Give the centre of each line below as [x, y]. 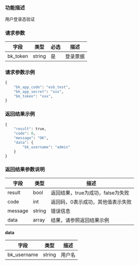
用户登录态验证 [20, 19]
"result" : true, [30, 129]
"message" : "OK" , [31, 138]
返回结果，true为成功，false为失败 [90, 192]
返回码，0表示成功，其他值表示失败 [91, 202]
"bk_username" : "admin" [46, 147]
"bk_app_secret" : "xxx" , [39, 92]
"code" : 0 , [25, 133]
